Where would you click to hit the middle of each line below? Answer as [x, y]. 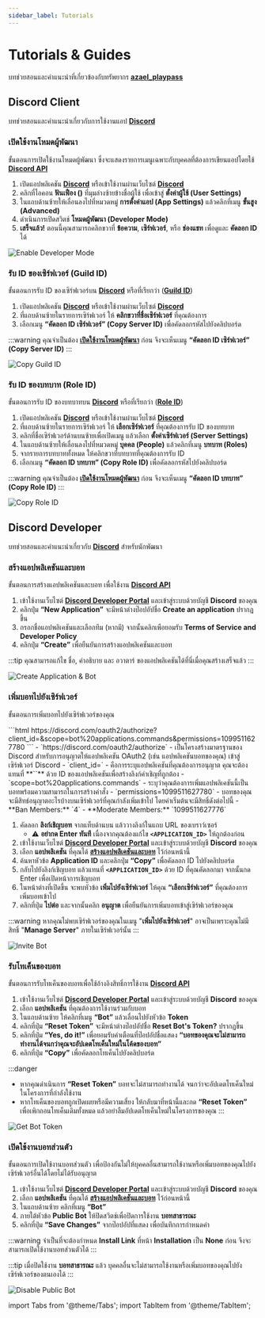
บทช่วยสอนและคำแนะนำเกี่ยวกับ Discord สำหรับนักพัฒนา [85, 547]
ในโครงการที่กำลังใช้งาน [50, 1093]
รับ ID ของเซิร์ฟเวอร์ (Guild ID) [58, 273]
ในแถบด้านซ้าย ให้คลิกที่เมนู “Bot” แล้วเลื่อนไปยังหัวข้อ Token [104, 1017]
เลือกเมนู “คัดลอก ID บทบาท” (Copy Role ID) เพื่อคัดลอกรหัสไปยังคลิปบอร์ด [123, 462]
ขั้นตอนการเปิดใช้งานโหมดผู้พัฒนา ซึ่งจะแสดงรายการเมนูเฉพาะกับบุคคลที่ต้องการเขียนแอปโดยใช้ [131, 159]
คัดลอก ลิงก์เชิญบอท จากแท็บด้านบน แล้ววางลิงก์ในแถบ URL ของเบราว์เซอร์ [118, 824]
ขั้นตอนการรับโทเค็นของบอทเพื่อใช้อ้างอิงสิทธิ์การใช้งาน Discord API [99, 983]
